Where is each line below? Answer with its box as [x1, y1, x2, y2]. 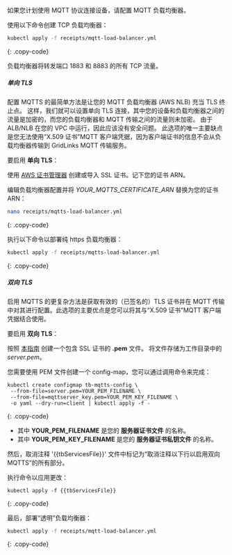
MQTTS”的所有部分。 [7, 458, 69, 467]
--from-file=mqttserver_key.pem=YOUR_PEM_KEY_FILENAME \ [10, 394, 179, 401]
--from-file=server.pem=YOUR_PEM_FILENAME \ [10, 387, 141, 394]
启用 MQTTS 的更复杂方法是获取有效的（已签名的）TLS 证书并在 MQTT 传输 [7, 297, 225, 305]
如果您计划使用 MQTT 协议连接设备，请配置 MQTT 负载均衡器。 [7, 6, 190, 14]
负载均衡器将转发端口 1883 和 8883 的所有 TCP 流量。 [7, 61, 162, 70]
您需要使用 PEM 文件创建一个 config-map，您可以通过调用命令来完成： [7, 367, 211, 376]
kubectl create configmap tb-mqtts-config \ [7, 381, 138, 388]
